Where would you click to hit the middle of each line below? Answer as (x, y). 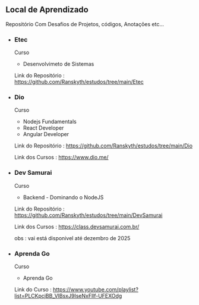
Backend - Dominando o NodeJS (63, 197)
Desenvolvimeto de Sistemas (59, 64)
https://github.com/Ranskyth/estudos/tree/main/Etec (79, 82)
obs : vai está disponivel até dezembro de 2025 (72, 238)
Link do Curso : (33, 290)
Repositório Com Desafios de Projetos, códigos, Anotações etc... (85, 24)
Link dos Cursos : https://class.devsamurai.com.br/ (77, 227)
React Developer (43, 128)
